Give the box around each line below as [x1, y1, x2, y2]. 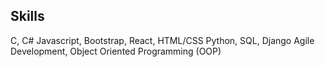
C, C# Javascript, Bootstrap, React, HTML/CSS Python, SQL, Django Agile [10, 34, 315, 46]
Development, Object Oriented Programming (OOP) [10, 45, 222, 57]
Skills [10, 8, 45, 25]
